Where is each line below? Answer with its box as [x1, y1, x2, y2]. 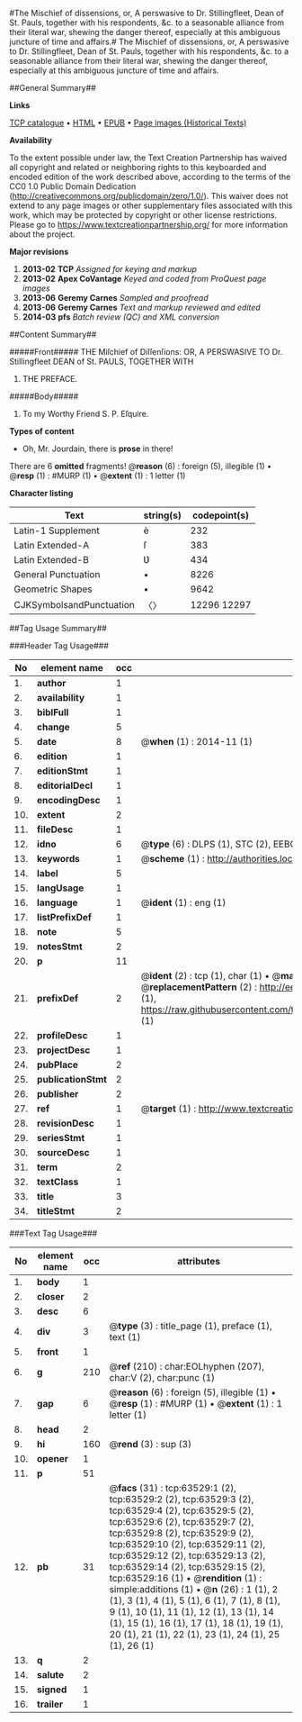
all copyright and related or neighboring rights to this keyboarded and [9, 162, 267, 172]
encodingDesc [37, 794, 101, 806]
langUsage [37, 882, 84, 894]
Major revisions [9, 247, 69, 257]
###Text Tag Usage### [9, 1228, 98, 1238]
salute [37, 1669, 65, 1681]
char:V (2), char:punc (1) [109, 1372, 216, 1383]
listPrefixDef [37, 911, 93, 923]
